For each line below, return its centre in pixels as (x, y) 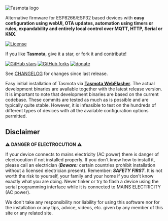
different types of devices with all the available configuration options (77, 110)
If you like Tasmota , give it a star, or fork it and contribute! (66, 54)
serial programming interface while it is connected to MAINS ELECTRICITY (83, 187)
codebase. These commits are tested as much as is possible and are (77, 100)
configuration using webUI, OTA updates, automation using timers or (79, 23)
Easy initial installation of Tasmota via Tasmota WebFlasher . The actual (80, 83)
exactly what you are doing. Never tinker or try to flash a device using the (82, 181)
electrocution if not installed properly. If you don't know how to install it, (80, 159)
